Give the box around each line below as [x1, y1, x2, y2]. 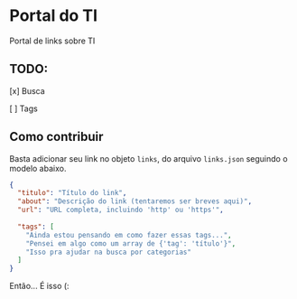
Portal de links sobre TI [9, 35, 96, 46]
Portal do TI [9, 5, 97, 26]
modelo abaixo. [9, 163, 67, 173]
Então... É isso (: [9, 281, 70, 292]
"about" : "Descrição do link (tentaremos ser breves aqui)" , [17, 197, 253, 206]
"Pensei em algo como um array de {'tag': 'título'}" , [25, 238, 237, 248]
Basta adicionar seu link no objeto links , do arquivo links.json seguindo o [9, 153, 288, 164]
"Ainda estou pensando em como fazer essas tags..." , [25, 230, 232, 239]
